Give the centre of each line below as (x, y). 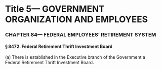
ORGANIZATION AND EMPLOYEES (77, 19)
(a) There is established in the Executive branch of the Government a (75, 57)
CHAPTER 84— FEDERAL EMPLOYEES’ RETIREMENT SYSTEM (81, 35)
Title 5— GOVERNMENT (55, 9)
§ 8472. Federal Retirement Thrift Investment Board (59, 46)
